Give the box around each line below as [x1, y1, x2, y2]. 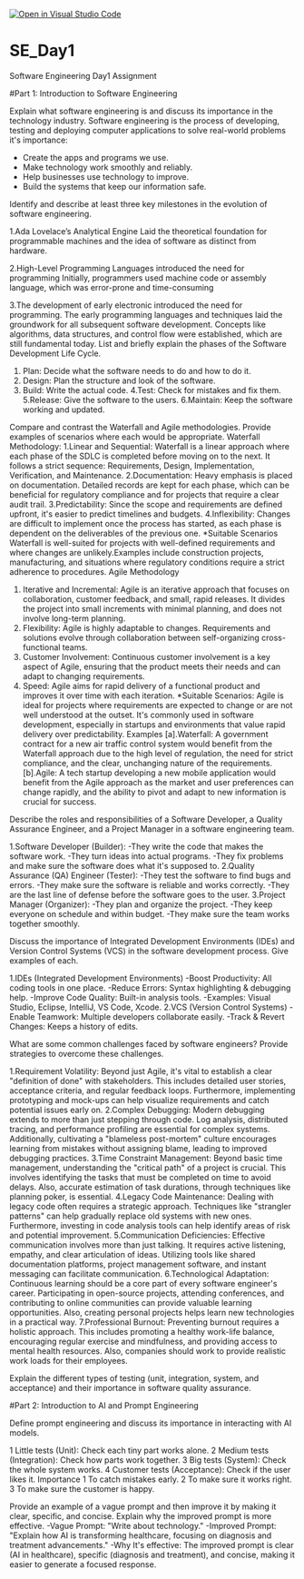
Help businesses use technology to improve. [22, 171, 190, 182]
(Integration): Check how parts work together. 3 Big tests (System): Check [9, 1454, 287, 1466]
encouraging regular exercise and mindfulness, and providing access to [9, 1336, 278, 1347]
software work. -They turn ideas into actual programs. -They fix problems [9, 850, 284, 862]
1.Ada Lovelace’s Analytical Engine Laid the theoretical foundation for [9, 225, 268, 236]
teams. [62, 641, 88, 653]
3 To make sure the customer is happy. [9, 1483, 155, 1494]
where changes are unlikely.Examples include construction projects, [9, 547, 264, 558]
